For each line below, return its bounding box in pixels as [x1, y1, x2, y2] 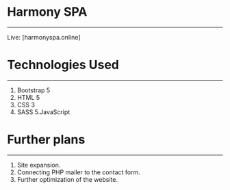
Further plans [7, 132, 86, 148]
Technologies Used [7, 57, 120, 72]
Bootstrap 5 [16, 86, 51, 94]
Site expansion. [16, 161, 61, 169]
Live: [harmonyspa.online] [7, 33, 81, 41]
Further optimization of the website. [16, 175, 118, 183]
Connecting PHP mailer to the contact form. [16, 168, 140, 176]
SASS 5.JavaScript [16, 107, 71, 116]
